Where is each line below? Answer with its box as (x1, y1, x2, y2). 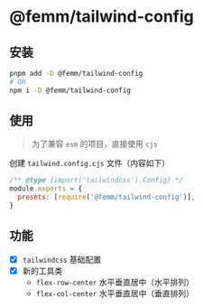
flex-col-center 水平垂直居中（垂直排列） (35, 287, 194, 299)
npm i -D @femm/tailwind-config (9, 86, 131, 95)
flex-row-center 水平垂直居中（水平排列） (35, 276, 194, 287)
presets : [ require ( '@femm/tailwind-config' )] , (17, 192, 196, 202)
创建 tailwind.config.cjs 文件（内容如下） (9, 158, 170, 169)
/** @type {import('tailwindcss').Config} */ (9, 176, 183, 185)
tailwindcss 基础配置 (22, 254, 102, 265)
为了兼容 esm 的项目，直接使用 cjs (31, 138, 158, 150)
